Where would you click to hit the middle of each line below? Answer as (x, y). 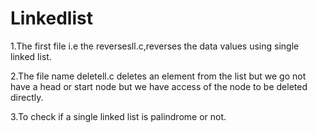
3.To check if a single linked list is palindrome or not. (118, 116)
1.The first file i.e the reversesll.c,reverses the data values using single (155, 46)
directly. (27, 97)
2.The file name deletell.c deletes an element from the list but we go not (158, 76)
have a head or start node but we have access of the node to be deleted (159, 86)
